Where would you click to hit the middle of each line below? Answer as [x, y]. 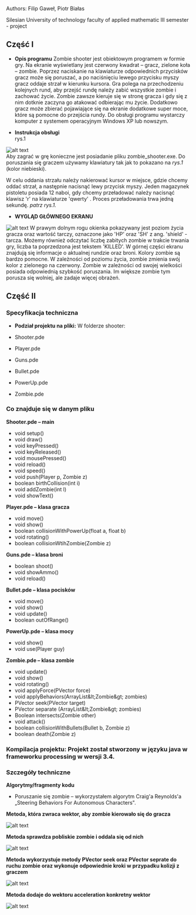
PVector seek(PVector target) [50, 703]
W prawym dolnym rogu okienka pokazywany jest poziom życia [107, 228]
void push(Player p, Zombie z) [51, 477]
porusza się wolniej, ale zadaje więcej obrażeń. [63, 278]
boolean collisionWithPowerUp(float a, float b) [70, 531]
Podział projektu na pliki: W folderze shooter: [70, 326]
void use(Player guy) [40, 649]
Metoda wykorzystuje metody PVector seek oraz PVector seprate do [92, 860]
